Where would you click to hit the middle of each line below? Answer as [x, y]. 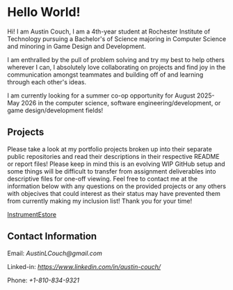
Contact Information [52, 237]
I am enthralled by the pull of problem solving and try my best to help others [116, 59]
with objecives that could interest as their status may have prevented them [114, 193]
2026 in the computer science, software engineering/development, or [121, 102]
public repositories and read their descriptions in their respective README [114, 156]
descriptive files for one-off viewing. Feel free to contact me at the [103, 178]
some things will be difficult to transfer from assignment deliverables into [112, 171]
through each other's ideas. [47, 82]
